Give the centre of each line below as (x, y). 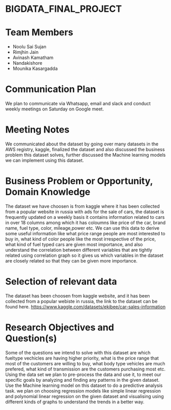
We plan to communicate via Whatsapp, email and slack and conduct (78, 104)
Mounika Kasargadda (35, 69)
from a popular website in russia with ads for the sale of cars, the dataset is (85, 212)
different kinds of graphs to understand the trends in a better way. (75, 402)
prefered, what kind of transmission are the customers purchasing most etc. (85, 369)
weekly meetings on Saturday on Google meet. (55, 109)
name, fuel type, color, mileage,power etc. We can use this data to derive (82, 228)
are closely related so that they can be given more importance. (71, 260)
